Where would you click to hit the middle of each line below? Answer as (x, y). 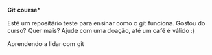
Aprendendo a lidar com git (46, 44)
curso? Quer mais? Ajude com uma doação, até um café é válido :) (101, 31)
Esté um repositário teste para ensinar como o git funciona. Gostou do (106, 23)
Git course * (24, 10)
